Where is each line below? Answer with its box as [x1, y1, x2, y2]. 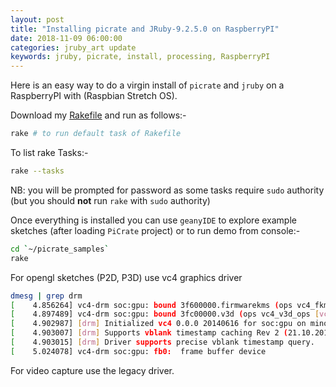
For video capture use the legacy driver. [10, 364, 175, 376]
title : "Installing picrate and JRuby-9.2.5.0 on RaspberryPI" [10, 24, 280, 34]
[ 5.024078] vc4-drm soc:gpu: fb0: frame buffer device [10, 346, 267, 356]
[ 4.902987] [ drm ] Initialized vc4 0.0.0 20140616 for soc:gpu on [10, 319, 307, 329]
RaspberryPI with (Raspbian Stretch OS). [10, 90, 178, 102]
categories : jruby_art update [10, 42, 137, 53]
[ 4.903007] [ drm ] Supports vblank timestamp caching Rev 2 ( [10, 328, 288, 338]
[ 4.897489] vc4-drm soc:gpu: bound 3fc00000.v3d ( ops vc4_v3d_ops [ [10, 309, 320, 320]
